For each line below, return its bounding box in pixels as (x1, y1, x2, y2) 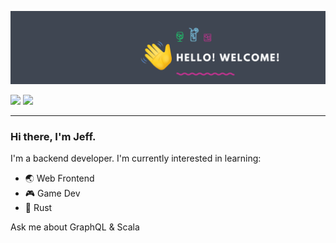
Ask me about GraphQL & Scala (10, 221, 140, 233)
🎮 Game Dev (24, 187, 81, 200)
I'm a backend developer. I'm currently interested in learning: (10, 152, 262, 165)
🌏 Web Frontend (24, 172, 95, 185)
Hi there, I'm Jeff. (10, 130, 97, 144)
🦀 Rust (24, 202, 53, 214)
